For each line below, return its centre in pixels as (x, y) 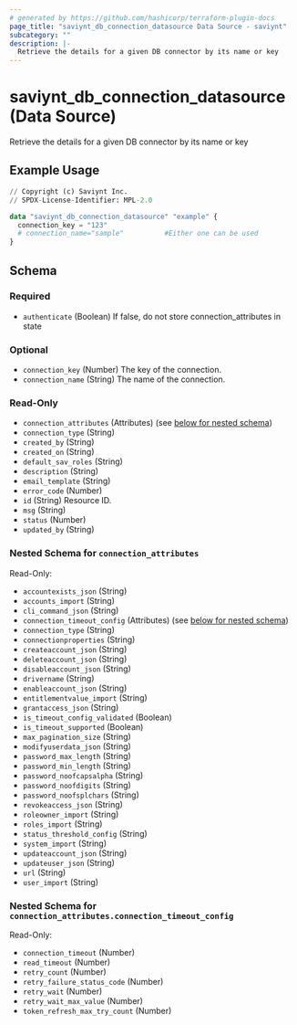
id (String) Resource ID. (67, 501)
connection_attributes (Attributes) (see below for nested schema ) (148, 423)
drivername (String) (58, 678)
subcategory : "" (40, 35)
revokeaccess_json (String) (72, 804)
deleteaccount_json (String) (75, 659)
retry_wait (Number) (62, 991)
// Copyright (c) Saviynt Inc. (69, 191)
